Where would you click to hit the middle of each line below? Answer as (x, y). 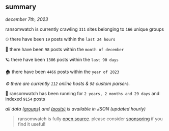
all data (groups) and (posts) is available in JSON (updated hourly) (76, 108)
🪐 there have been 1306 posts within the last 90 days (62, 59)
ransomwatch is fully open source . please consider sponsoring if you (90, 119)
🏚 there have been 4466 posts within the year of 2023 (62, 72)
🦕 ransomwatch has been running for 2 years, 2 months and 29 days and (82, 93)
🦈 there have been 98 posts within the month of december (65, 49)
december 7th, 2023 (27, 19)
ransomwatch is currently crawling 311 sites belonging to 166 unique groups (85, 29)
